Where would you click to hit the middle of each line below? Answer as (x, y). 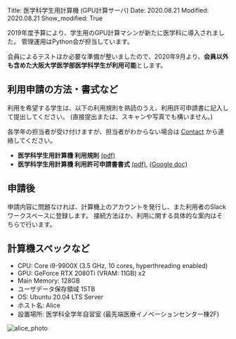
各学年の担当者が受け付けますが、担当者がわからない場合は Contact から (113, 132)
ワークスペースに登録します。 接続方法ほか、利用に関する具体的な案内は (112, 215)
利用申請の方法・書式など (63, 90)
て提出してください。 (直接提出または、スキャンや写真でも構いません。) (110, 116)
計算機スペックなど (48, 249)
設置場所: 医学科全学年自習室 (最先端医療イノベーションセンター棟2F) (118, 314)
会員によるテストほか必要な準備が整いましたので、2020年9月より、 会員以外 (118, 56)
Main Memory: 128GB (49, 281)
